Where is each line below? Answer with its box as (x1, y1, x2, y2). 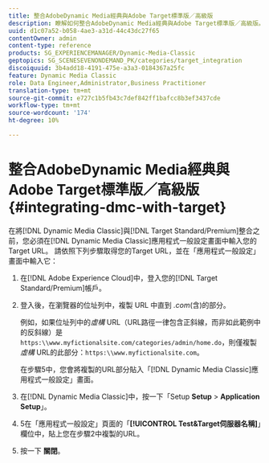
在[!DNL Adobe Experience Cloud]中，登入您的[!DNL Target (19, 272, 218, 282)
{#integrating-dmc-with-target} (8, 199, 227, 217)
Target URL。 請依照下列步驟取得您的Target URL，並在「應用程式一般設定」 (8, 246, 260, 256)
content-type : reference (8, 42, 92, 50)
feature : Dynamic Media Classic (8, 72, 116, 80)
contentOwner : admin (8, 34, 78, 43)
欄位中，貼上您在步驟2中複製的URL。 (19, 428, 145, 438)
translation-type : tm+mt (8, 86, 92, 95)
